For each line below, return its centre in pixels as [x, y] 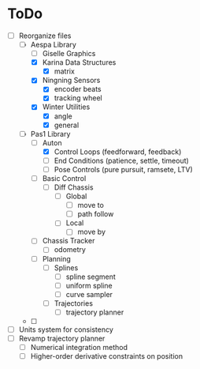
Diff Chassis [74, 187]
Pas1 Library [50, 134]
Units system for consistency [66, 329]
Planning [57, 258]
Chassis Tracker [69, 241]
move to [91, 205]
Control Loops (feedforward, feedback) [118, 152]
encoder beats [78, 89]
